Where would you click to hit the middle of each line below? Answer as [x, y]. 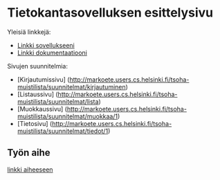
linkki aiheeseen [30, 169]
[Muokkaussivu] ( [42, 109]
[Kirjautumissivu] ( [43, 79]
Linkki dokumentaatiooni [52, 53]
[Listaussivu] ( [37, 94]
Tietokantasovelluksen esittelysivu [110, 13]
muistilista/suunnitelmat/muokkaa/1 [67, 116]
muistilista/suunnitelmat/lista [58, 101]
